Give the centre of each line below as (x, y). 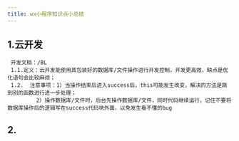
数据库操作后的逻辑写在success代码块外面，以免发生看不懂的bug (90, 108)
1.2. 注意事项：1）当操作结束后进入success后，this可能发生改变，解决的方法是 (116, 85)
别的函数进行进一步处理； (45, 93)
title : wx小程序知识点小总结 (46, 14)
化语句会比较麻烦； (31, 78)
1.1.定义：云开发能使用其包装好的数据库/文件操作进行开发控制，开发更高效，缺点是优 (119, 70)
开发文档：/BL (29, 63)
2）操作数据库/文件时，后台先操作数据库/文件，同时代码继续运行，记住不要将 (134, 100)
